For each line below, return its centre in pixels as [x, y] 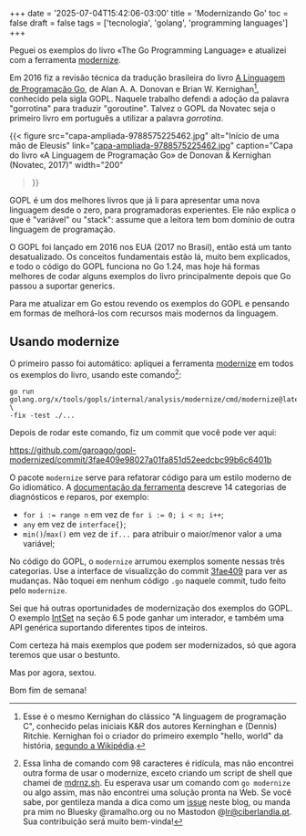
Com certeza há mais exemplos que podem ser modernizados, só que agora [153, 645]
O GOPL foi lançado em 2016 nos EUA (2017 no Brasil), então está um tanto [151, 246]
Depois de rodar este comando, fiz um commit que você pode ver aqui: [143, 433]
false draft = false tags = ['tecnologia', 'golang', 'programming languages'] [149, 23]
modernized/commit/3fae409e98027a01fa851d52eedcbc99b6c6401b [141, 460]
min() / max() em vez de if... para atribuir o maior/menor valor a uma [152, 534]
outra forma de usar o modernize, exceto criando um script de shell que [158, 773]
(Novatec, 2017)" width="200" [66, 164]
